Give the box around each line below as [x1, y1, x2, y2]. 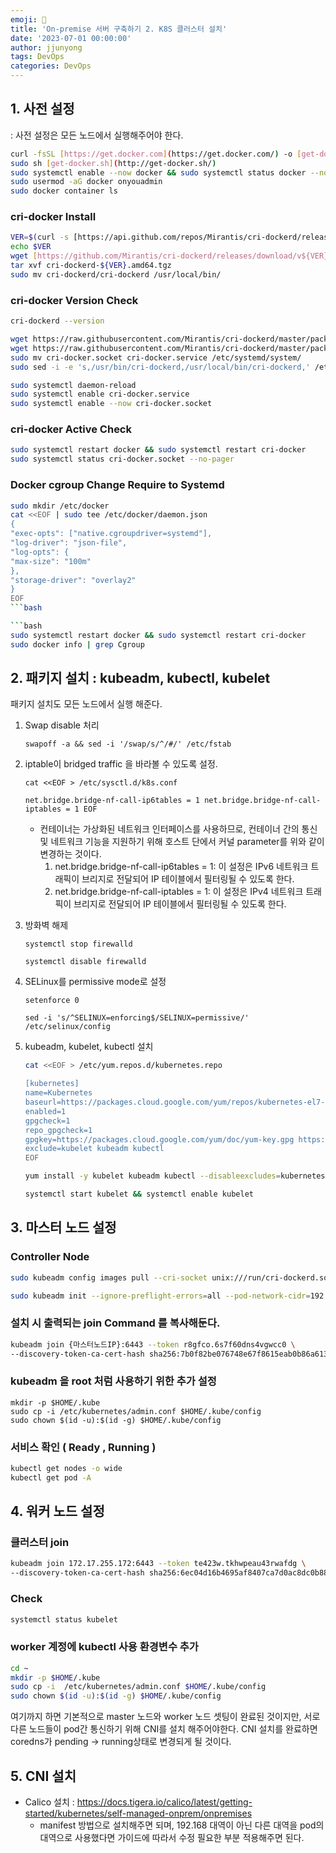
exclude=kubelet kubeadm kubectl [24, 1144, 165, 1154]
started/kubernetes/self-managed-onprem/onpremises [24, 1807, 253, 1819]
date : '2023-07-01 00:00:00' [10, 33, 132, 43]
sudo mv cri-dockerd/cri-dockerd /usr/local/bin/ [10, 269, 222, 280]
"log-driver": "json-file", [10, 538, 128, 548]
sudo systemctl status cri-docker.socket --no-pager [10, 454, 235, 465]
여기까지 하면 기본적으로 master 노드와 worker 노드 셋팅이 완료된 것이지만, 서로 [10, 1711, 321, 1723]
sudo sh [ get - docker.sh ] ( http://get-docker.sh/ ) [10, 158, 217, 168]
